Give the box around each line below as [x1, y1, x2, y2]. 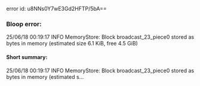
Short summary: [6, 53, 48, 60]
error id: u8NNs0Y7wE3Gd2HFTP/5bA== [6, 5, 107, 12]
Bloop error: [6, 20, 42, 28]
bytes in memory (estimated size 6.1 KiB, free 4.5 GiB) [6, 40, 139, 47]
